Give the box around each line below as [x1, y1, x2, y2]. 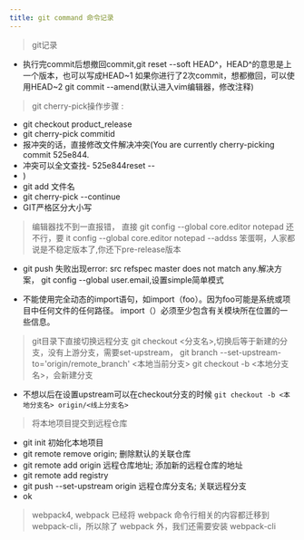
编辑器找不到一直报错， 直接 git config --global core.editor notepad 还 [31, 221, 295, 232]
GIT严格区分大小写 [22, 201, 93, 213]
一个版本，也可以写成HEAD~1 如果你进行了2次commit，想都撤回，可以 [22, 70, 288, 81]
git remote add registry [22, 469, 109, 480]
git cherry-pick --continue [22, 191, 121, 202]
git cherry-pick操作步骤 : [31, 101, 124, 111]
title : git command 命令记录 [9, 13, 114, 23]
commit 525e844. [22, 149, 90, 159]
